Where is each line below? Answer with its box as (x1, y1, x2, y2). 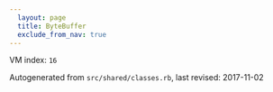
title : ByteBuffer (17, 22, 87, 31)
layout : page (17, 13, 67, 23)
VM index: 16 (9, 55, 58, 66)
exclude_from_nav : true (17, 30, 106, 39)
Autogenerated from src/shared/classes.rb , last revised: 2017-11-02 (9, 72, 264, 83)
